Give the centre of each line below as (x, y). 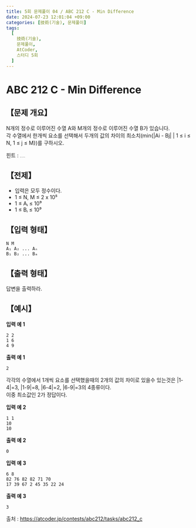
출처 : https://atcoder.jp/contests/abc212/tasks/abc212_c (74, 519)
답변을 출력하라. (24, 288)
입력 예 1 (16, 324)
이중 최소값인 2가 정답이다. (37, 395)
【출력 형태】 (29, 273)
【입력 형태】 (29, 230)
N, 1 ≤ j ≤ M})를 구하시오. (35, 143)
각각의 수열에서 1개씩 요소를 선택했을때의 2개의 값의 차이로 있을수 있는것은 (91, 380)
